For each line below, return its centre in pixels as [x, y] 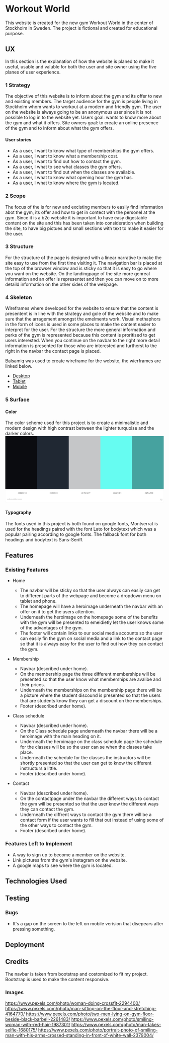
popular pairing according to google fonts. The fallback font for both [76, 534]
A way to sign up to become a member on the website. [69, 855]
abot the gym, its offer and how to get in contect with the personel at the [80, 212]
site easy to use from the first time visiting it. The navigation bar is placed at [84, 263]
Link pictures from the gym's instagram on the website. [70, 860]
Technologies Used [36, 881]
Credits [17, 962]
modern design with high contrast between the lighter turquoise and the [80, 428]
